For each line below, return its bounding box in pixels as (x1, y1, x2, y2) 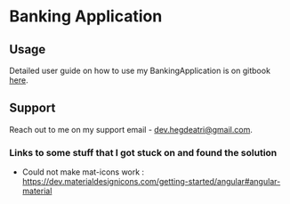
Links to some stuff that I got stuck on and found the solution (9, 146, 278, 159)
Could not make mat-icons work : (21, 167, 145, 177)
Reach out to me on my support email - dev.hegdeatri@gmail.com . (9, 124, 254, 135)
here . (9, 75, 28, 86)
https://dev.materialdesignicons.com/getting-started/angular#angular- (21, 176, 281, 187)
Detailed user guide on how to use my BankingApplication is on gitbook (9, 65, 271, 76)
